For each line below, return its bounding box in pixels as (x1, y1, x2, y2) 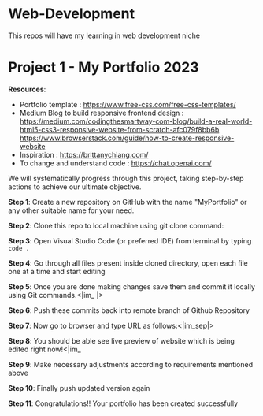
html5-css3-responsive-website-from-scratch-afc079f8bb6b (19, 124, 220, 134)
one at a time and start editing (8, 266, 106, 276)
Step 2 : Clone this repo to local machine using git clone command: (8, 221, 224, 230)
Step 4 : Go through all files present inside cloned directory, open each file (8, 258, 248, 268)
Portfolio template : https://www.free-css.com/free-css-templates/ (19, 99, 236, 109)
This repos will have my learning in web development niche (8, 31, 201, 40)
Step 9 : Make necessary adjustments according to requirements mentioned (8, 359, 254, 369)
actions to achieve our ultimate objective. (8, 182, 142, 191)
